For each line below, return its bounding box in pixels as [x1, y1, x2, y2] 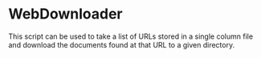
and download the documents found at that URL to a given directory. [8, 39, 235, 49]
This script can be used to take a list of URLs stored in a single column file [8, 31, 254, 41]
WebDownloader [8, 5, 123, 23]
